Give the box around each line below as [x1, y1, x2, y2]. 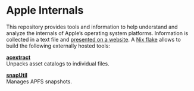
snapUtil [6, 71, 28, 79]
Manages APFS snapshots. [6, 78, 73, 85]
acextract [6, 54, 31, 61]
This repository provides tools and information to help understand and [6, 23, 178, 30]
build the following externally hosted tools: [6, 42, 110, 49]
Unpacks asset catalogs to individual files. [6, 60, 110, 67]
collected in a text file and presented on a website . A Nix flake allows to [6, 36, 182, 43]
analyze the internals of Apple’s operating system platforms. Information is [6, 29, 189, 36]
